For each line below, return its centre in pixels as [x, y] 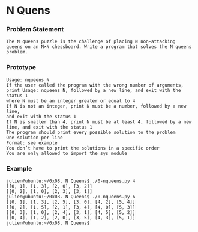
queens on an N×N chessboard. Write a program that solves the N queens [99, 47]
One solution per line [34, 138]
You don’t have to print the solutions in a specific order [83, 148]
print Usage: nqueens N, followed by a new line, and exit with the [94, 90]
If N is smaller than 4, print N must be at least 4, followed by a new [99, 122]
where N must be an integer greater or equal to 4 [71, 101]
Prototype [21, 67]
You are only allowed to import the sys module [67, 153]
